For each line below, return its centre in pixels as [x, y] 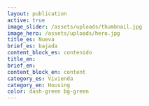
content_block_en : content [47, 72]
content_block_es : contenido [50, 53]
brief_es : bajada [33, 46]
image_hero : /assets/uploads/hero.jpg [64, 33]
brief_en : [22, 66]
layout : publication [37, 14]
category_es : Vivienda [40, 78]
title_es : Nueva [31, 40]
